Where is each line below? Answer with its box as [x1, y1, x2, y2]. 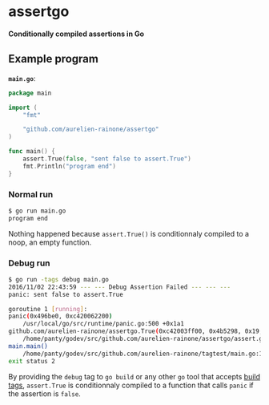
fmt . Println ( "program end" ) [22, 162, 116, 170]
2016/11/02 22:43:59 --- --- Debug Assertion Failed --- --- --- [8, 283, 231, 291]
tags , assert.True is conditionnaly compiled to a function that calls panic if [8, 380, 254, 390]
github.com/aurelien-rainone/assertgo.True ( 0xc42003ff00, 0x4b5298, [8, 327, 242, 335]
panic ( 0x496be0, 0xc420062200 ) [8, 312, 113, 321]
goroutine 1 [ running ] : [8, 305, 88, 313]
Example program [8, 52, 98, 66]
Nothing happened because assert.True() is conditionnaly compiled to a [8, 229, 250, 238]
